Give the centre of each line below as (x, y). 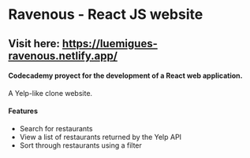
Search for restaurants (56, 128)
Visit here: (34, 44)
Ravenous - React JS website (106, 15)
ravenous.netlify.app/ (63, 55)
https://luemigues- (110, 44)
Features (23, 111)
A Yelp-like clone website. (50, 93)
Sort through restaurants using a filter (80, 145)
